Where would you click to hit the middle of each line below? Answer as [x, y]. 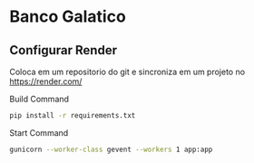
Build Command [39, 99]
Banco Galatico [68, 17]
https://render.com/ [46, 81]
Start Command [39, 132]
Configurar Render [63, 50]
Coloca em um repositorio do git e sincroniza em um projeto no [127, 72]
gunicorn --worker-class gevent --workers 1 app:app [111, 149]
